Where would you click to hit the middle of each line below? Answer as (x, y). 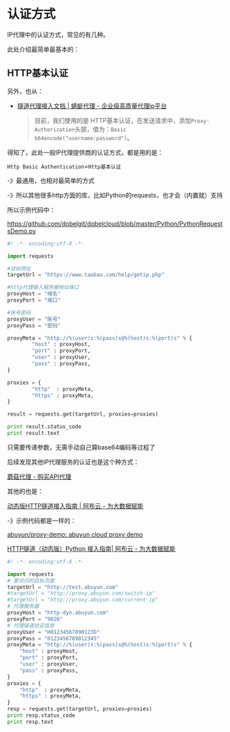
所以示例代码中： (31, 210)
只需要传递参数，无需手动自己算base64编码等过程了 (81, 447)
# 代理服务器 (23, 606)
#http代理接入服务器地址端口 (43, 287)
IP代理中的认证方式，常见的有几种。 (58, 35)
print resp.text (30, 722)
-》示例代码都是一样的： (42, 520)
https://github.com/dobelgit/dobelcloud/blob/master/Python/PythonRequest (115, 223)
